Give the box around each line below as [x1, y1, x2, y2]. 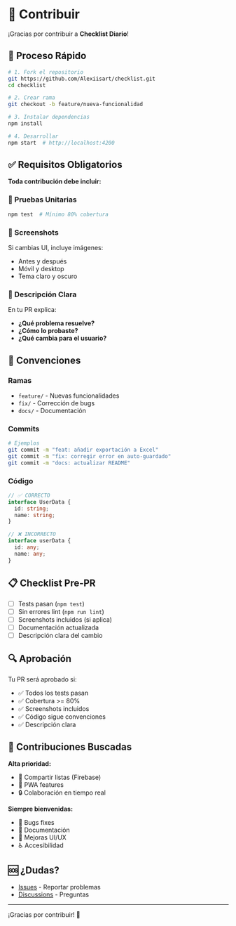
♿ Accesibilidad [18, 841, 64, 849]
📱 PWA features [18, 781, 64, 789]
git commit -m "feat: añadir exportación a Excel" [8, 446, 159, 454]
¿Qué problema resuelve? [18, 319, 95, 327]
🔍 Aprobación [8, 653, 72, 665]
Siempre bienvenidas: [8, 804, 73, 814]
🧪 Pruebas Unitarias [8, 195, 77, 204]
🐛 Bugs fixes [18, 819, 55, 827]
